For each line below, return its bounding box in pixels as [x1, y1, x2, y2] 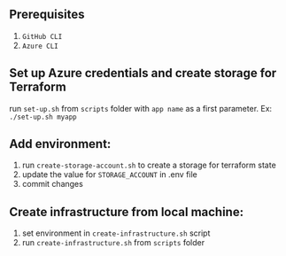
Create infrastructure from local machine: [9, 204, 244, 220]
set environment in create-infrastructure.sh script [21, 228, 211, 238]
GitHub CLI [21, 32, 63, 41]
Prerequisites [9, 7, 85, 22]
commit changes [21, 179, 84, 190]
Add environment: [9, 136, 112, 151]
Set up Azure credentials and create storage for [9, 66, 277, 81]
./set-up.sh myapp [9, 112, 77, 121]
